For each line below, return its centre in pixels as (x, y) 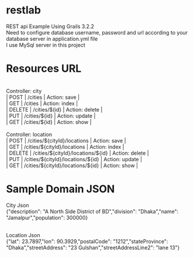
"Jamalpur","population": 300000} (47, 217)
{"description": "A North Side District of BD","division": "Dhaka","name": (92, 211)
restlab (23, 10)
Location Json (23, 235)
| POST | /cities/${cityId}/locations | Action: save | (66, 140)
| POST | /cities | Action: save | (43, 97)
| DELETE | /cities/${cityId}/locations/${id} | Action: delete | (77, 153)
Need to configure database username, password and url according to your (97, 32)
